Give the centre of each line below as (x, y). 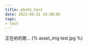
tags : (11, 19)
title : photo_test (24, 10)
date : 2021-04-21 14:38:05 (33, 14)
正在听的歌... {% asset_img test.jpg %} (44, 38)
